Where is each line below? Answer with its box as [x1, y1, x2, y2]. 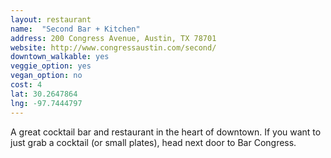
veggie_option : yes [10, 61, 92, 71]
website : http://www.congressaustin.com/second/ [10, 42, 217, 53]
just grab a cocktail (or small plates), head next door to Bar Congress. [10, 136, 297, 148]
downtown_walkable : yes [10, 52, 110, 62]
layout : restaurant [10, 14, 92, 25]
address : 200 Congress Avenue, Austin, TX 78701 [10, 33, 217, 43]
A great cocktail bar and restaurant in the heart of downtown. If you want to [10, 126, 322, 138]
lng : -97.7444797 [10, 98, 83, 108]
